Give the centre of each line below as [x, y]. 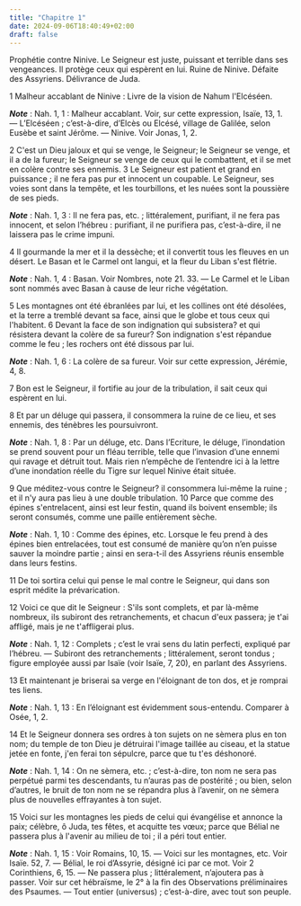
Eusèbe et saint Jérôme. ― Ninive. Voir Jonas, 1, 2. [103, 133]
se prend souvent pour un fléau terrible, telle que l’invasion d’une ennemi [145, 452]
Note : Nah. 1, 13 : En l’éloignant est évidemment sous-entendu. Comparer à [149, 707]
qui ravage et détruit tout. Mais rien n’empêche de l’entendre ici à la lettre [145, 462]
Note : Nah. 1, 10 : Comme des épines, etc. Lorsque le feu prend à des [139, 535]
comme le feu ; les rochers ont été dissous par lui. [102, 344]
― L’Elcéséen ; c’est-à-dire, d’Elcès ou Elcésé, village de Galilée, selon [140, 123]
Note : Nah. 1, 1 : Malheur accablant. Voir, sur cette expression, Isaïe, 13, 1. [146, 114]
